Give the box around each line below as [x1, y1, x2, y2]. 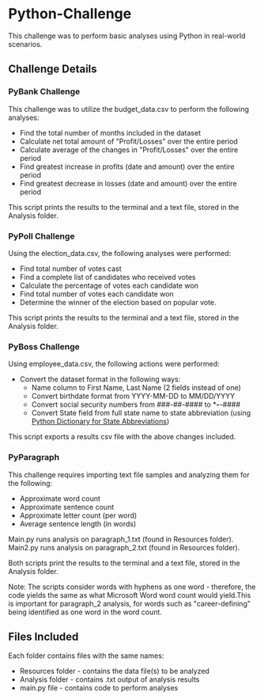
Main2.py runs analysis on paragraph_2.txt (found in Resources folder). [8, 542, 240, 552]
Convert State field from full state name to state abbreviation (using [31, 408, 251, 418]
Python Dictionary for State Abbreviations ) [31, 417, 170, 427]
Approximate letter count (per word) [19, 511, 138, 520]
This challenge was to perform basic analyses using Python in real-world [8, 31, 247, 40]
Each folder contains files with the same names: [8, 651, 164, 660]
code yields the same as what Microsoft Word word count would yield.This [8, 590, 251, 599]
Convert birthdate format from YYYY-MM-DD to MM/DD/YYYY [31, 392, 236, 401]
